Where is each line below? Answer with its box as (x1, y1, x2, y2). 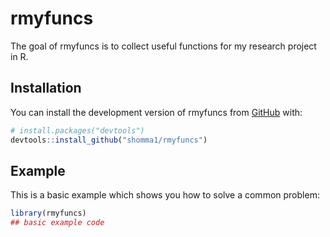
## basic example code (10, 218, 105, 228)
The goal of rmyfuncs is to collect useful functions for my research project (10, 40, 317, 52)
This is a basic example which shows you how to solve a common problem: (10, 189, 320, 201)
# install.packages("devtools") (10, 125, 145, 136)
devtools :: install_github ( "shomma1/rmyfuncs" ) (10, 135, 208, 145)
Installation (10, 80, 82, 97)
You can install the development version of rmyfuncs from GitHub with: (10, 106, 303, 118)
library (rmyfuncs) (10, 208, 87, 219)
